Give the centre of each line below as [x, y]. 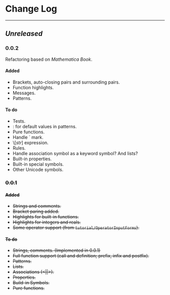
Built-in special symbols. [38, 164]
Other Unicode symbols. [38, 170]
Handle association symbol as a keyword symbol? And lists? [75, 154]
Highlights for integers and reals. [47, 222]
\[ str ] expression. [31, 143]
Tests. [19, 121]
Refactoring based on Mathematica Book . [49, 59]
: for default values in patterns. [45, 127]
